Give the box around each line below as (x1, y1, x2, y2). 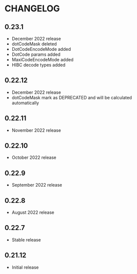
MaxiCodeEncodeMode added (11, 57, 74, 62)
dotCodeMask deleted (11, 41, 57, 47)
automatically (11, 100, 39, 106)
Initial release (11, 264, 39, 270)
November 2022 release (11, 127, 61, 133)
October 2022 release (11, 155, 56, 160)
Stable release (11, 236, 41, 242)
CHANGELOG (4, 3, 60, 14)
